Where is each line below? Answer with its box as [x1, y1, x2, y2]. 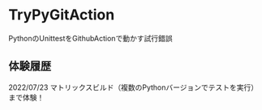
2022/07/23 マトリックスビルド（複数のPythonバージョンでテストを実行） [8, 82, 258, 92]
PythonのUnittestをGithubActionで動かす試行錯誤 [8, 33, 173, 43]
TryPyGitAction [8, 6, 115, 24]
